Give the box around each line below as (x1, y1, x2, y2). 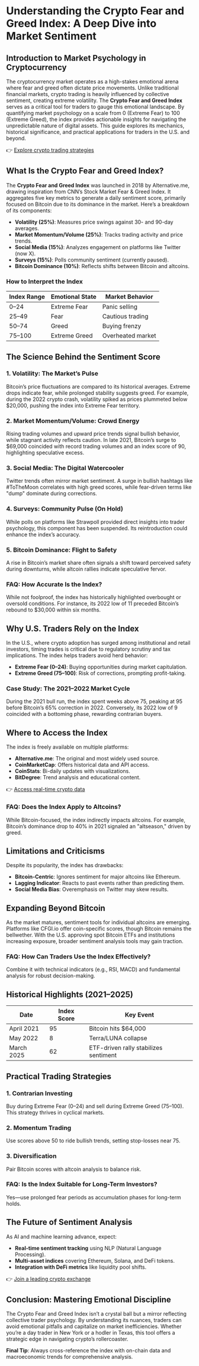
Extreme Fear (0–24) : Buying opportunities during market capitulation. (14, 663, 188, 671)
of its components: (6, 206, 52, 214)
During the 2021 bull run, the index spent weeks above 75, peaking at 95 (6, 698, 182, 705)
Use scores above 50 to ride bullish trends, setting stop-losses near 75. (6, 1137, 181, 1144)
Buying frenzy (102, 322, 142, 330)
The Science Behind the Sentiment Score (6, 352, 161, 362)
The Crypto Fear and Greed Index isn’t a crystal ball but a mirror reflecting (6, 1310, 187, 1317)
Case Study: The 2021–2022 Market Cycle (6, 684, 130, 693)
